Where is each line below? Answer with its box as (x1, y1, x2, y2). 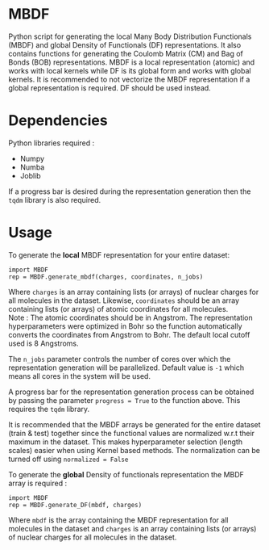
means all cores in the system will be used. (8, 371, 151, 380)
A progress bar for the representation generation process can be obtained (8, 387, 255, 397)
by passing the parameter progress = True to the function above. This (8, 395, 241, 405)
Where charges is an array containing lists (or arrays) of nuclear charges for (8, 287, 259, 296)
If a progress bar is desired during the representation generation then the (8, 187, 251, 196)
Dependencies (8, 111, 108, 130)
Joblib (19, 170, 42, 180)
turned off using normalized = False (8, 454, 129, 464)
